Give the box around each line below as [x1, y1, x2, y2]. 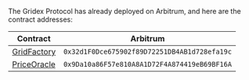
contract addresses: [8, 15, 73, 24]
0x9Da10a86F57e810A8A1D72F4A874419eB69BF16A [63, 60, 233, 68]
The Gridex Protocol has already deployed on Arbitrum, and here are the [8, 7, 241, 16]
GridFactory [12, 47, 56, 57]
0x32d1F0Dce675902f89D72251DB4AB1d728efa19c [63, 47, 233, 56]
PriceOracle [12, 59, 56, 69]
